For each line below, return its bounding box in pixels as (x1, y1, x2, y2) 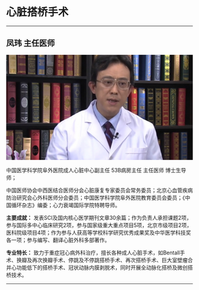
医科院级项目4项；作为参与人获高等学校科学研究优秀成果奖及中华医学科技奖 (6, 229, 191, 237)
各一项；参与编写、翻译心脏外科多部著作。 (6, 237, 110, 244)
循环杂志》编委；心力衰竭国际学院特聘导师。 (11, 201, 120, 209)
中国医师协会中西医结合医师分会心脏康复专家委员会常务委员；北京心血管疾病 (6, 187, 193, 194)
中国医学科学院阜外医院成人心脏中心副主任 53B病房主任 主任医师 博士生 (6, 167, 181, 174)
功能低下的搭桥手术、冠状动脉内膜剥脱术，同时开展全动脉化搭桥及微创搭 (16, 264, 193, 271)
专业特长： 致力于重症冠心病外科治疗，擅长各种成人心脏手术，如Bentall (6, 249, 180, 256)
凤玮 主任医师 (6, 38, 55, 48)
